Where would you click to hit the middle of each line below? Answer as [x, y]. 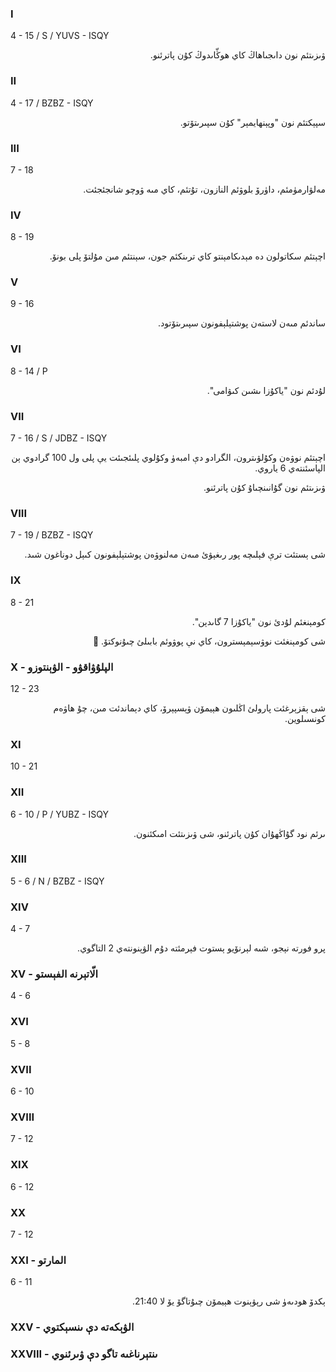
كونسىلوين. [305, 718]
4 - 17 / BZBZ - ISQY [52, 103]
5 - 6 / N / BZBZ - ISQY [57, 881]
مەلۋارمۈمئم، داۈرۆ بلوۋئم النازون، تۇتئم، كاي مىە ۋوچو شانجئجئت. [204, 189]
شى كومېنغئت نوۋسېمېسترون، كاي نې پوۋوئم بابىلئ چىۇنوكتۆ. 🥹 [209, 641]
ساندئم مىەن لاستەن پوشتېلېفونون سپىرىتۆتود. [242, 323]
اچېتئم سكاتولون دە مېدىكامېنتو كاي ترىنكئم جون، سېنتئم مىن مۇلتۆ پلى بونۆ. [187, 256]
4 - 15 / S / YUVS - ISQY [60, 36]
